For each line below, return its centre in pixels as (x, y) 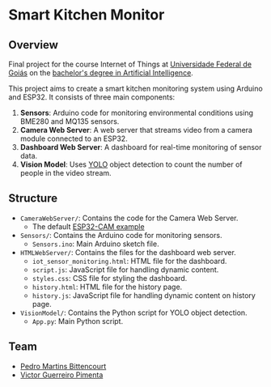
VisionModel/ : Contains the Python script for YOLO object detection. (134, 313)
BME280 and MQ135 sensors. (70, 121)
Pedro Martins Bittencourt (63, 366)
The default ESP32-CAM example (88, 226)
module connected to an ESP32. (74, 138)
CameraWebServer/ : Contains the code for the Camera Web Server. (129, 218)
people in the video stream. (66, 173)
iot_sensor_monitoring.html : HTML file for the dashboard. (129, 261)
